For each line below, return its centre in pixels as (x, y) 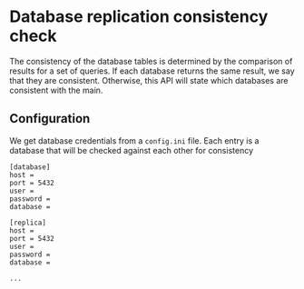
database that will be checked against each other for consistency (132, 150)
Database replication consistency (139, 17)
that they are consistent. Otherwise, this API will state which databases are (149, 80)
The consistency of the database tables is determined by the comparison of (151, 61)
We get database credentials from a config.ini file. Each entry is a (134, 140)
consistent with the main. (56, 90)
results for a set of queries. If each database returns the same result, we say (152, 71)
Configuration (50, 119)
